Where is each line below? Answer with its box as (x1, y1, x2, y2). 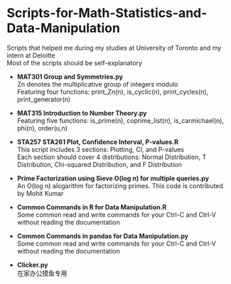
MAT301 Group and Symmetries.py (16, 72, 124, 81)
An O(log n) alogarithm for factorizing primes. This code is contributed (16, 181, 223, 190)
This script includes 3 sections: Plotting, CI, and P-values (16, 145, 184, 153)
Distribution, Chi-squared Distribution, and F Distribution (16, 160, 182, 168)
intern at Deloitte (6, 51, 55, 60)
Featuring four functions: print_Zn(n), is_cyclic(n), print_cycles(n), (16, 87, 209, 96)
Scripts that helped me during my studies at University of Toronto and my (6, 43, 222, 52)
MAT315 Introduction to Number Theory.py (16, 109, 147, 117)
